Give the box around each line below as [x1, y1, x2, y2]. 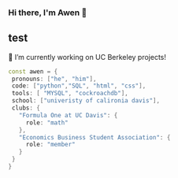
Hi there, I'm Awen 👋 [8, 7, 87, 18]
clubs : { [11, 104, 41, 113]
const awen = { [8, 67, 58, 76]
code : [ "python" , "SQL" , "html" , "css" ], [11, 82, 146, 90]
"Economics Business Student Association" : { [18, 133, 171, 141]
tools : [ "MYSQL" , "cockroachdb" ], [11, 90, 128, 98]
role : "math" [25, 118, 69, 127]
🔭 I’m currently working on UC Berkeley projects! [8, 52, 167, 61]
